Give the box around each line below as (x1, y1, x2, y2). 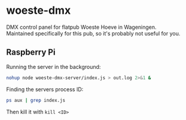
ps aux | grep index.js (6, 97, 66, 103)
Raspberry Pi (6, 47, 56, 58)
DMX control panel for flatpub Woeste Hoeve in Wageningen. (6, 23, 157, 31)
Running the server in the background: (6, 63, 101, 70)
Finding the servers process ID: (6, 85, 84, 93)
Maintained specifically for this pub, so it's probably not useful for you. (6, 29, 181, 37)
